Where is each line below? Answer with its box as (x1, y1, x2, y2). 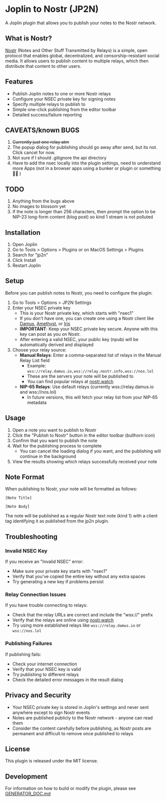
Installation (5, 228, 41, 237)
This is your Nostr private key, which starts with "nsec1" (19, 310, 134, 316)
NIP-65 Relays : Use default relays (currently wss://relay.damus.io (19, 384, 154, 390)
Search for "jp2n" (12, 252, 49, 258)
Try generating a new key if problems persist (12, 579, 104, 585)
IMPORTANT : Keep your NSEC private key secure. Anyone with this (19, 326, 158, 332)
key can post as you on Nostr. (19, 331, 81, 337)
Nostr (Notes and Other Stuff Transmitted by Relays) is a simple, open (5, 47, 148, 53)
